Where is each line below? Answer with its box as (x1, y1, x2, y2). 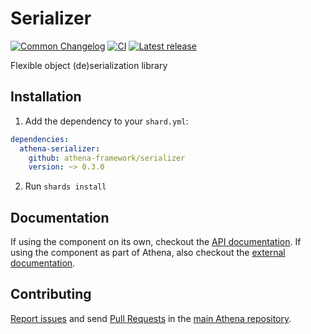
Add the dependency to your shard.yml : (24, 115, 189, 127)
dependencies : (10, 134, 70, 144)
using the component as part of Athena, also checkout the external (10, 247, 286, 259)
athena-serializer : (19, 143, 101, 154)
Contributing (10, 286, 92, 303)
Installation (10, 88, 82, 106)
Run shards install (24, 180, 107, 192)
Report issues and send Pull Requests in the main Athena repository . (10, 312, 292, 324)
